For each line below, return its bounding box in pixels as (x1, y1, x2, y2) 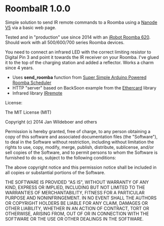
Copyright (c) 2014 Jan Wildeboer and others (5, 119, 97, 125)
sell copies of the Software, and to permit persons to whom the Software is (5, 149, 158, 155)
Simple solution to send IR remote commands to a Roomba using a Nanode (5, 19, 158, 25)
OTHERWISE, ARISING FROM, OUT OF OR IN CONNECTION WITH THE (5, 211, 149, 217)
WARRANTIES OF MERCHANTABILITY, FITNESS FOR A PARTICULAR (5, 189, 145, 195)
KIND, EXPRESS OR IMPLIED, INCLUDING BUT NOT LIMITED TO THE (5, 184, 145, 190)
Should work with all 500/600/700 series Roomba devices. (5, 39, 124, 45)
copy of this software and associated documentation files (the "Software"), (5, 134, 158, 139)
